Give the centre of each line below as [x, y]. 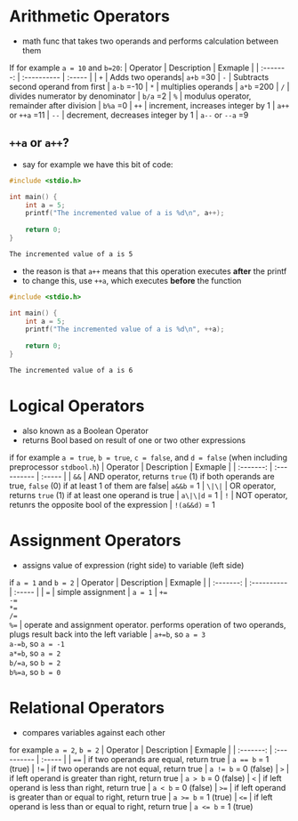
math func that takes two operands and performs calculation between [150, 41]
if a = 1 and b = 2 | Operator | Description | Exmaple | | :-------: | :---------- [149, 582]
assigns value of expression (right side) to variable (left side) [133, 565]
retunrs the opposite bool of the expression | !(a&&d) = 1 [112, 504]
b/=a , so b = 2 [35, 662]
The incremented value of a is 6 [71, 370]
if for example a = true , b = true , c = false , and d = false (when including [148, 457]
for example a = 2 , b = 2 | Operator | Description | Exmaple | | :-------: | [141, 750]
